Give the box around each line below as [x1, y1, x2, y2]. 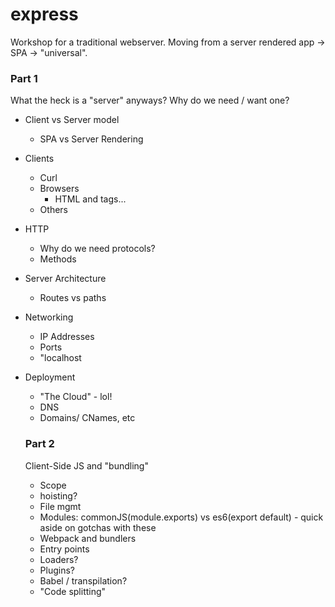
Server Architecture [24, 273, 107, 285]
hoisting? [39, 489, 78, 502]
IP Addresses [39, 331, 95, 343]
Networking [24, 311, 74, 323]
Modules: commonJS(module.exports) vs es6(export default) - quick [39, 511, 324, 523]
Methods [39, 253, 77, 265]
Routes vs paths [39, 292, 107, 304]
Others [39, 204, 68, 216]
